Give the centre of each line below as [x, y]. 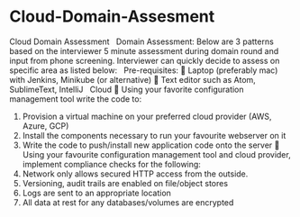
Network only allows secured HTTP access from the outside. [135, 174]
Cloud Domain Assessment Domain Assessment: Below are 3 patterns [142, 41]
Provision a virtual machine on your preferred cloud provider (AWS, [147, 116]
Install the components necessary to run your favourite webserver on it [154, 135]
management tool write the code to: [76, 99]
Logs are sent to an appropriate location [96, 193]
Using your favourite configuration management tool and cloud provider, [156, 154]
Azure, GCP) [45, 126]
